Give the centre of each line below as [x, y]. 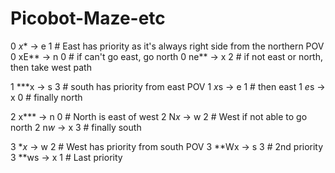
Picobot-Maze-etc [88, 18]
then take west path [51, 67]
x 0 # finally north [46, 97]
